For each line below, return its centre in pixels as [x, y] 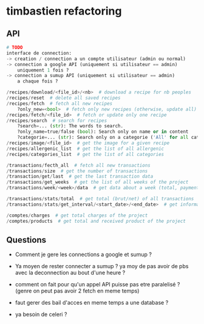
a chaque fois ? [38, 81]
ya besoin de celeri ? [41, 314]
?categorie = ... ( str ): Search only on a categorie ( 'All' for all [103, 138]
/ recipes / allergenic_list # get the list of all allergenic [85, 149]
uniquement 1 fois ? [43, 70]
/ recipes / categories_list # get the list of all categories [85, 154]
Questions [26, 240]
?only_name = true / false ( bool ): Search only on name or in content [103, 132]
